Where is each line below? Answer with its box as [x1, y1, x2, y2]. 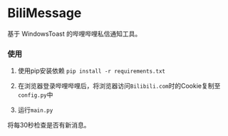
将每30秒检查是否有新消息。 [7, 121, 90, 130]
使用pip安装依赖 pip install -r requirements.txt [17, 66, 166, 75]
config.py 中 [17, 90, 53, 99]
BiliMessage [7, 5, 82, 21]
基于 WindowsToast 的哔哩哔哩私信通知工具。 [7, 29, 142, 38]
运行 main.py [17, 105, 53, 115]
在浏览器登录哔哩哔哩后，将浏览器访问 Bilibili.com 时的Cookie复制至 [17, 82, 221, 90]
